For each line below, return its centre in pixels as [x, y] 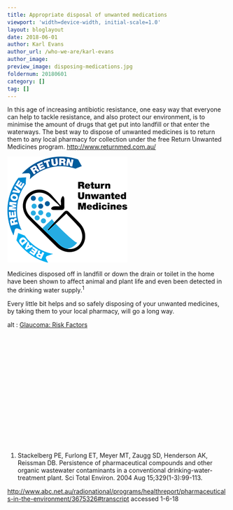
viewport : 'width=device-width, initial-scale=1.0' [84, 22]
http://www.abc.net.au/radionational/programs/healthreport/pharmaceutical [116, 491]
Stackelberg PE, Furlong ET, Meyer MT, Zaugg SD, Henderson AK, [113, 455]
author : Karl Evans [36, 45]
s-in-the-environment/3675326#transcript [68, 499]
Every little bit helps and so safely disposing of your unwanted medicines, [113, 304]
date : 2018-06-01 [33, 37]
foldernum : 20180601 [37, 74]
